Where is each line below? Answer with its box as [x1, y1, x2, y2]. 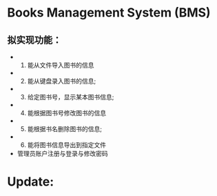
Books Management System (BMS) [7, 5, 211, 21]
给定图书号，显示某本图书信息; [27, 93, 114, 101]
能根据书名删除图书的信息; [27, 125, 102, 133]
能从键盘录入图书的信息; [27, 77, 96, 85]
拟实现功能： [7, 34, 62, 46]
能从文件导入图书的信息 [27, 61, 94, 69]
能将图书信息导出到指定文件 [27, 141, 107, 149]
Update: [7, 174, 54, 190]
